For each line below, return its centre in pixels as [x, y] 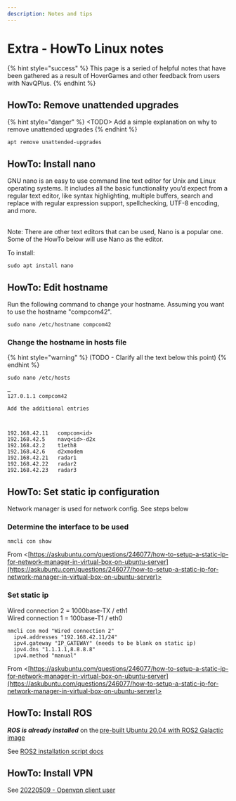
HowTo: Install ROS [50, 713]
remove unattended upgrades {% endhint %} [72, 129]
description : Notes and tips [50, 14]
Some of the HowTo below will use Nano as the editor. [85, 239]
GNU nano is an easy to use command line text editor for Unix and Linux [112, 181]
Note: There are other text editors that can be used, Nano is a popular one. [115, 232]
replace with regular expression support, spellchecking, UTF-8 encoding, [113, 203]
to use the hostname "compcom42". [60, 312]
